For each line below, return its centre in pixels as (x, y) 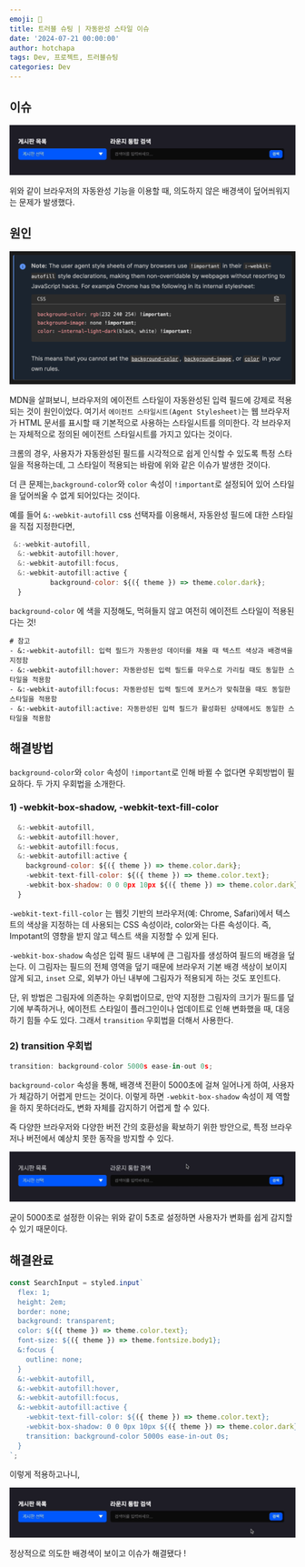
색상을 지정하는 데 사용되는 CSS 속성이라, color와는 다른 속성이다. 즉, (148, 924)
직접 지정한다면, (47, 526)
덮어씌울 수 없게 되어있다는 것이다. (79, 495)
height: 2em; (42, 1302)
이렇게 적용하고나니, (44, 1474)
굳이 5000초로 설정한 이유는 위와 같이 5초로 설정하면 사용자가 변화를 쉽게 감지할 (151, 1218)
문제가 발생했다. (47, 202)
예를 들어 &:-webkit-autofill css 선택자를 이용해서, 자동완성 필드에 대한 (139, 515)
